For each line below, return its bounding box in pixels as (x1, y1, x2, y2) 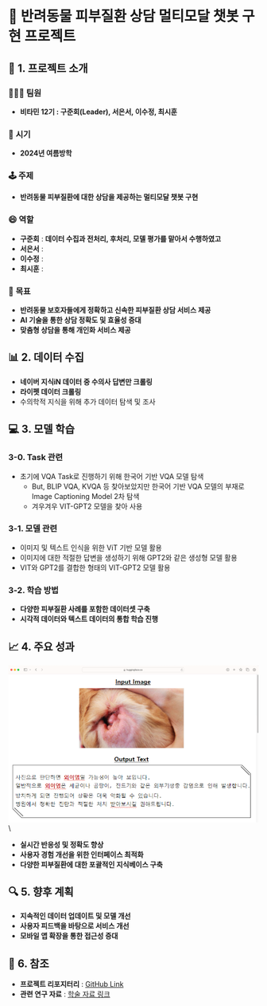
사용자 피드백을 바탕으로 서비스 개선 (19, 922, 130, 931)
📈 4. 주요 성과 (8, 639, 75, 654)
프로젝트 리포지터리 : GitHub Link (19, 980, 124, 989)
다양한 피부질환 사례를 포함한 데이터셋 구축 (19, 604, 151, 614)
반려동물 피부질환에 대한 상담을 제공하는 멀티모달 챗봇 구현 (19, 192, 199, 202)
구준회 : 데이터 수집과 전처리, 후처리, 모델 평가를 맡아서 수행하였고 (19, 234, 222, 243)
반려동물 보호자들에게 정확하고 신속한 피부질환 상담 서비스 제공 (19, 305, 211, 315)
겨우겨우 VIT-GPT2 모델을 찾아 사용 (31, 501, 143, 511)
